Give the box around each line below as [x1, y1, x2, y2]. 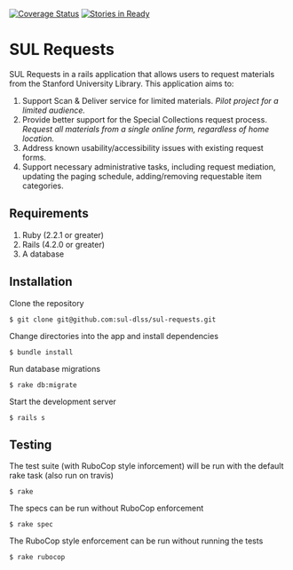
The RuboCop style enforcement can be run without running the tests [9, 535, 264, 546]
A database [21, 249, 65, 259]
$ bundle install [9, 347, 74, 357]
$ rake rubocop [9, 553, 66, 562]
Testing [9, 437, 52, 452]
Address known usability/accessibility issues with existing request [21, 142, 264, 153]
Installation [9, 274, 73, 289]
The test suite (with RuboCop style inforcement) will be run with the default [9, 461, 284, 471]
